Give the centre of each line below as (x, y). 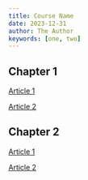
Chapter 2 (34, 132)
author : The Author (41, 31)
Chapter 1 (33, 71)
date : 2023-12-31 (38, 24)
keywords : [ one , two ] (45, 39)
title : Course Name (41, 16)
